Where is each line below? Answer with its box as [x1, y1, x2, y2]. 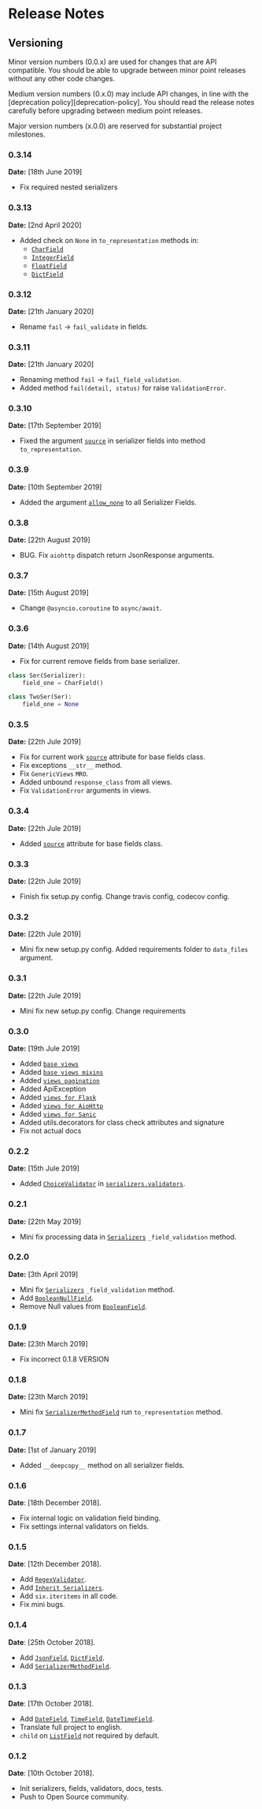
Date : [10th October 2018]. [8, 1769, 94, 1778]
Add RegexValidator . [19, 1575, 87, 1584]
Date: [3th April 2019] [8, 1269, 79, 1279]
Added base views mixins [19, 1067, 104, 1077]
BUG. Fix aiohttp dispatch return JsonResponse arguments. [19, 550, 215, 560]
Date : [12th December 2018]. [8, 1560, 102, 1569]
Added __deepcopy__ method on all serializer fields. [19, 1460, 185, 1470]
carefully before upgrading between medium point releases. [8, 106, 203, 115]
